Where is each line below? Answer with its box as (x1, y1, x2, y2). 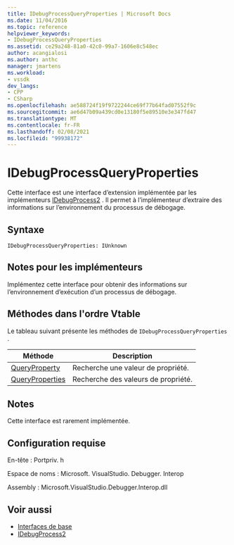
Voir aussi (7, 503, 52, 515)
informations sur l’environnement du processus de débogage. (7, 203, 186, 212)
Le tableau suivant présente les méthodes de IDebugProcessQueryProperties (7, 327, 228, 335)
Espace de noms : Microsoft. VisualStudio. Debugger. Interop (7, 470, 184, 478)
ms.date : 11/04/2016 (7, 17, 68, 24)
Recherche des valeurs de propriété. (72, 374, 193, 384)
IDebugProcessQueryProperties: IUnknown (7, 242, 128, 249)
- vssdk (7, 75, 30, 83)
